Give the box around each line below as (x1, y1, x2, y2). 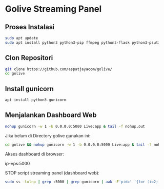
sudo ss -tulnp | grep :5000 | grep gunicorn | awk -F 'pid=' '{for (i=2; (5, 179, 159, 184)
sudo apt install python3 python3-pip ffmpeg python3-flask (5, 40, 130, 45)
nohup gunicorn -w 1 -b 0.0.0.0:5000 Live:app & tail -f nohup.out (5, 124, 145, 129)
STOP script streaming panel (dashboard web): (5, 170, 100, 176)
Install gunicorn (5, 84, 54, 93)
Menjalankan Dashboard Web (5, 111, 97, 119)
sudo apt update (5, 36, 38, 40)
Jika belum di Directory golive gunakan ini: (5, 132, 91, 138)
